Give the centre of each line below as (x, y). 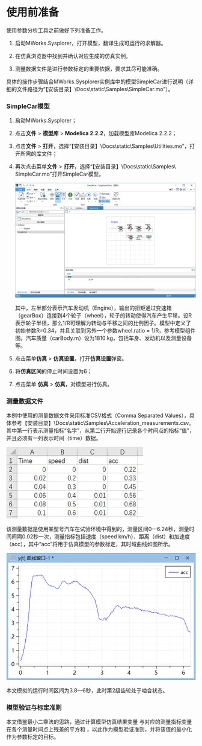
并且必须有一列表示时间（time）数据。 (54, 438)
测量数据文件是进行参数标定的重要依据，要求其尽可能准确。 (89, 69)
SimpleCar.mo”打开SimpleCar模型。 (59, 174)
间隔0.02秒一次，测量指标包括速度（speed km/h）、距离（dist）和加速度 (101, 537)
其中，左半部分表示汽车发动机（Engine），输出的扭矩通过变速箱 (93, 308)
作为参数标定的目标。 (32, 737)
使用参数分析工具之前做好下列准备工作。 (56, 30)
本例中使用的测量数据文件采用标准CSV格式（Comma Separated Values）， (98, 416)
